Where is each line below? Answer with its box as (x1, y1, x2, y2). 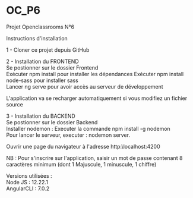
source (6, 100, 24, 108)
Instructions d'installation (6, 34, 68, 42)
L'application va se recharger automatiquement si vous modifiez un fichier (6, 95, 188, 102)
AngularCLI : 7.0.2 (6, 185, 50, 192)
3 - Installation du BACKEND (6, 112, 75, 120)
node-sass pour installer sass (6, 77, 79, 84)
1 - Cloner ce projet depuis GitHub (6, 46, 90, 54)
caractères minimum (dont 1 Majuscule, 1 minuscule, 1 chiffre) (6, 161, 157, 168)
